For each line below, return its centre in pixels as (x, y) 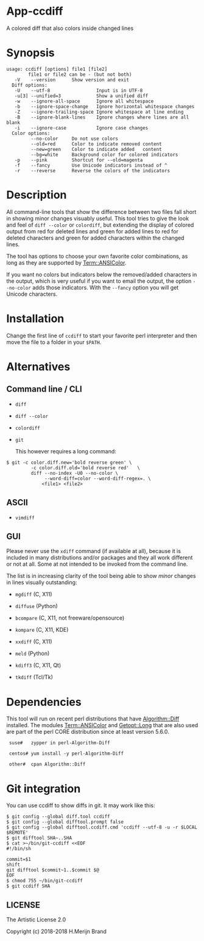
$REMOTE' (17, 833)
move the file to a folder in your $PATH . (54, 342)
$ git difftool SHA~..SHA (39, 838)
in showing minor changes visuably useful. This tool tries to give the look (98, 218)
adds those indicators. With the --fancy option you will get (106, 287)
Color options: (31, 133)
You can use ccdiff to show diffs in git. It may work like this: (81, 805)
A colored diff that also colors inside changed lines (70, 28)
